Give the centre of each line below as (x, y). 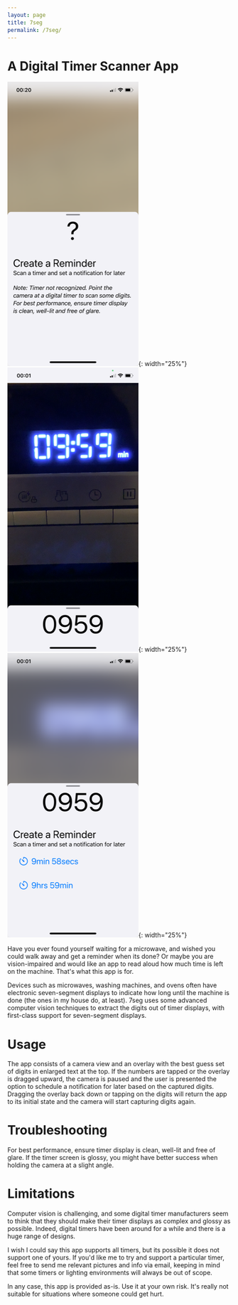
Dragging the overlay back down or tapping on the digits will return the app (117, 1094)
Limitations (41, 1194)
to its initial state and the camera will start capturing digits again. (102, 1102)
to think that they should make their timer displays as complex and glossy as (119, 1221)
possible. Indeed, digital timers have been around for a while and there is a (117, 1229)
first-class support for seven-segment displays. (77, 1016)
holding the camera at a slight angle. (61, 1165)
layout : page (27, 15)
